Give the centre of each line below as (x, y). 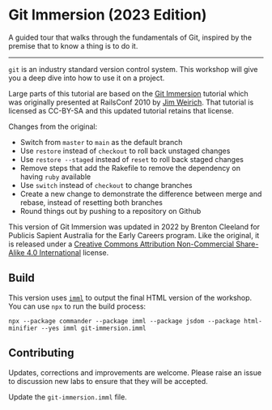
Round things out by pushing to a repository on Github (110, 211)
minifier (23, 328)
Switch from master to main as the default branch (101, 142)
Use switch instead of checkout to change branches (106, 185)
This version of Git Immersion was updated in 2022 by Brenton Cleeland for (134, 226)
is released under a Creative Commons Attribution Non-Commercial (121, 244)
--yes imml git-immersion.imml (94, 328)
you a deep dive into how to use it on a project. (87, 78)
